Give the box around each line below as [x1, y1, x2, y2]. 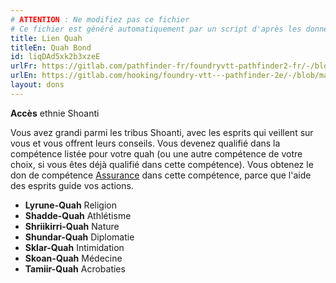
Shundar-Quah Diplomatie [24, 231, 135, 243]
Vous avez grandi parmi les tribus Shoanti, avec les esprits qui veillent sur [10, 126, 314, 138]
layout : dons [10, 80, 65, 90]
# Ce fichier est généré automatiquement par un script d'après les [10, 24, 302, 34]
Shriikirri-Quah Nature [24, 220, 120, 232]
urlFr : [10, 61, 38, 71]
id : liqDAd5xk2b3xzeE [10, 52, 101, 62]
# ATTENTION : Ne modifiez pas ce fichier [10, 14, 190, 25]
